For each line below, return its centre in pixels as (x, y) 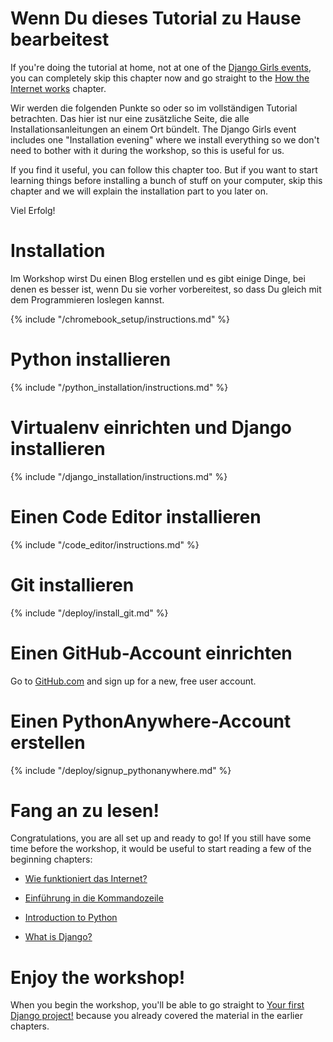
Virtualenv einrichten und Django (151, 428)
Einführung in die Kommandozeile (94, 898)
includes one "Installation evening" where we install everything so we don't (165, 139)
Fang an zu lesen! (85, 810)
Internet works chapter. (58, 88)
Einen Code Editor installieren (136, 516)
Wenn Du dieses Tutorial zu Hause (156, 18)
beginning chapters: (51, 859)
